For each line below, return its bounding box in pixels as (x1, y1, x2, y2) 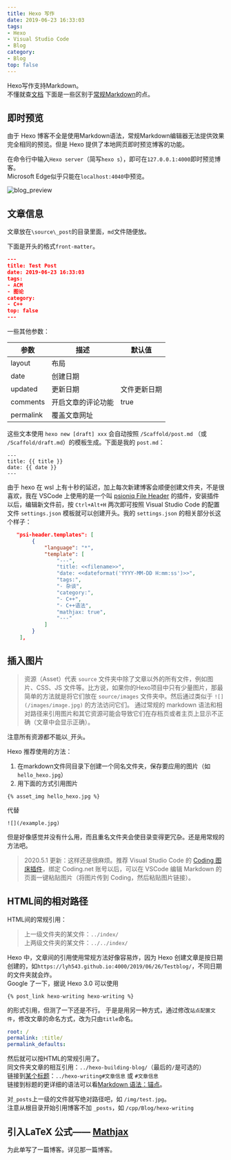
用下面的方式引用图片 (17, 779, 78, 788)
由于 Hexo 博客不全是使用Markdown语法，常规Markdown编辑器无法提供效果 (7, 132, 225, 140)
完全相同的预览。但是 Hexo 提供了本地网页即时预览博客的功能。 (7, 140, 188, 149)
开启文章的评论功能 (51, 398, 114, 407)
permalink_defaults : (7, 1041, 67, 1048)
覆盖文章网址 (51, 410, 94, 420)
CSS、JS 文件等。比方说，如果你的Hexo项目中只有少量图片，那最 (36, 683, 223, 692)
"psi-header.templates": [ (16, 531, 94, 538)
